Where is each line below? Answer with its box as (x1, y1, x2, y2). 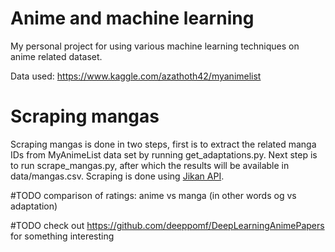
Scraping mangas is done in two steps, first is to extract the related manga (10, 138, 317, 150)
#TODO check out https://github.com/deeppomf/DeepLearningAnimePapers (10, 219, 325, 231)
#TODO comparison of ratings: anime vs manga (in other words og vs (10, 189, 297, 201)
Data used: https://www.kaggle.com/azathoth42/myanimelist (10, 70, 262, 82)
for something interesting (10, 230, 115, 242)
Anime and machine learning (10, 7, 255, 30)
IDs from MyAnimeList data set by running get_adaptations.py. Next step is (10, 148, 318, 161)
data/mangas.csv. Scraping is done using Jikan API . (10, 170, 225, 182)
